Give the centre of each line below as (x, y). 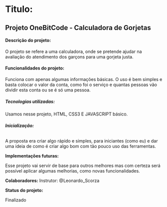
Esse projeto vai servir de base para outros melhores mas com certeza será (83, 165)
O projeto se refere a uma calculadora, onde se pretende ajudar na (74, 51)
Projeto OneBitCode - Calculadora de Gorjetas (78, 28)
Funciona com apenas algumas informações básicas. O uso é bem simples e (84, 79)
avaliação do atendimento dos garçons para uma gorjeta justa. (69, 56)
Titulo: (19, 9)
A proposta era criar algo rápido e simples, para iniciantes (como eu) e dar (82, 141)
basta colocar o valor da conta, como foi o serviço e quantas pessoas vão (81, 84)
